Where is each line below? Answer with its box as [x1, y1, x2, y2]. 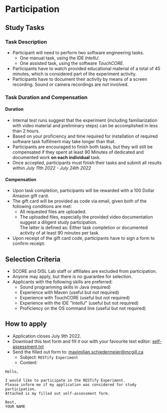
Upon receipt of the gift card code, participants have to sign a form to [12, 235, 155, 241]
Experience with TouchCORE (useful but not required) [19, 295, 130, 301]
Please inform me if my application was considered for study [5, 382, 137, 387]
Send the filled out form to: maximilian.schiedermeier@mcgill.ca [12, 349, 144, 355]
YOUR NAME [5, 404, 26, 409]
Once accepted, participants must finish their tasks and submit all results [12, 160, 162, 166]
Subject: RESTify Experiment [19, 354, 79, 360]
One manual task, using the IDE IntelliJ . [19, 55, 100, 61]
